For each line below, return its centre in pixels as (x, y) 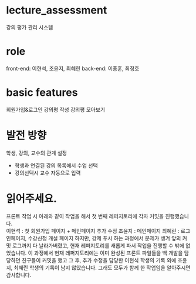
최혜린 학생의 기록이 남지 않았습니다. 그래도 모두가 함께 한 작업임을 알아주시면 (102, 268)
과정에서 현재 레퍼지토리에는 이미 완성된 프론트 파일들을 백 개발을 (109, 253)
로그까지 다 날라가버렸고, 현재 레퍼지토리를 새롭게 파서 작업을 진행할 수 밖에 (98, 245)
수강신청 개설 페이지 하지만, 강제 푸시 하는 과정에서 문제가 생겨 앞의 (104, 238)
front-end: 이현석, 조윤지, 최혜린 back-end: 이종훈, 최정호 (73, 68)
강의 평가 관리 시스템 (30, 27)
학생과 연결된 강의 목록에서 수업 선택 (56, 165)
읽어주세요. (32, 198)
